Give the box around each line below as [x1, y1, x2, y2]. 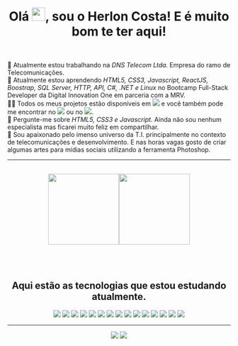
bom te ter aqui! [72, 23, 166, 40]
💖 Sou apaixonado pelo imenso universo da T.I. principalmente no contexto [7, 130, 227, 138]
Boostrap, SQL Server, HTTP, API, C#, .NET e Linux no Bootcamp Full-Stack [7, 83, 229, 91]
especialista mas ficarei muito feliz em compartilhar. [7, 123, 159, 131]
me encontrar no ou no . [7, 107, 94, 116]
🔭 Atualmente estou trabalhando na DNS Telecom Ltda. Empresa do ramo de [7, 60, 231, 69]
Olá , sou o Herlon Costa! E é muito [8, 9, 229, 25]
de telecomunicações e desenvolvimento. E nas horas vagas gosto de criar [7, 138, 227, 146]
